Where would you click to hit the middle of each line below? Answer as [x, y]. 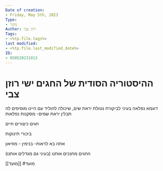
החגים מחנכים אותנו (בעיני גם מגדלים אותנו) [48, 154]
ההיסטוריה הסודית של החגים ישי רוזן [79, 83]
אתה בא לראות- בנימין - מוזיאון [35, 144]
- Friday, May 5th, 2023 [32, 15]
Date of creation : [25, 10]
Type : [11, 20]
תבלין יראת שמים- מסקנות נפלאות [38, 114]
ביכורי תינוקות [18, 134]
